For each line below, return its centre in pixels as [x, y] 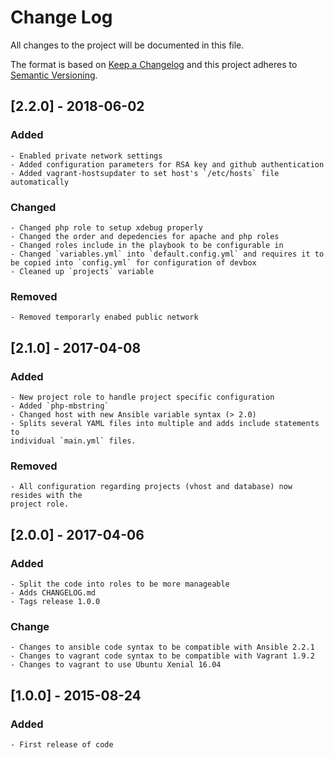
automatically [40, 182]
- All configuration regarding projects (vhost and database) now [151, 487]
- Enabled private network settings [86, 156]
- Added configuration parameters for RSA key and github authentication [167, 164]
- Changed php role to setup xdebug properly [106, 227]
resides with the [46, 496]
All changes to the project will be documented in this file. [127, 45]
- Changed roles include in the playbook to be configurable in [147, 245]
